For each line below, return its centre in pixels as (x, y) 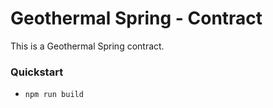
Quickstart (37, 72)
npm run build (54, 95)
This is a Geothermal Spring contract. (87, 46)
